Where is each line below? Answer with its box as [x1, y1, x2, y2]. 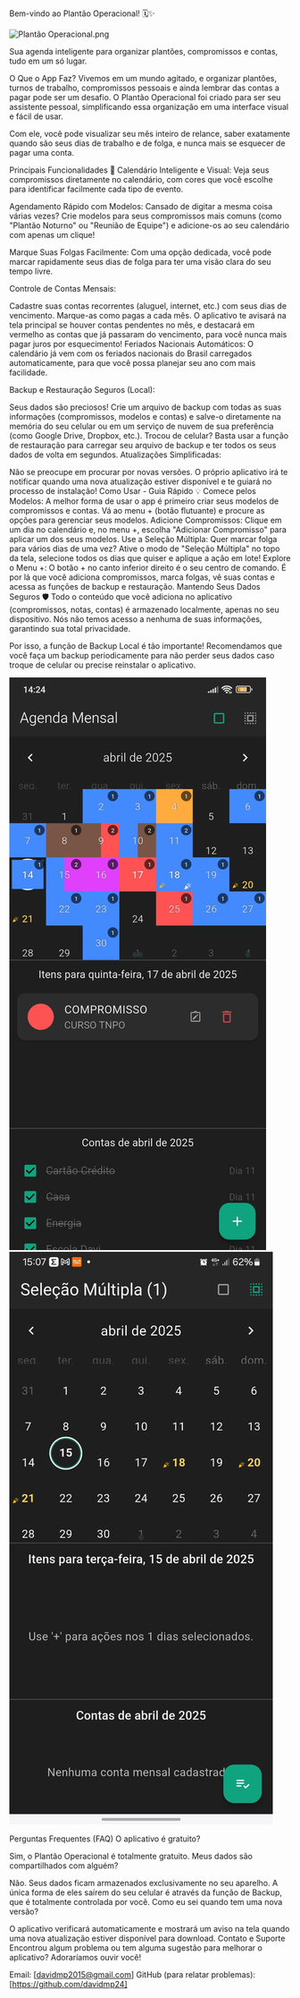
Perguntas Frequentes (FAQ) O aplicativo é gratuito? [9, 1833, 201, 1844]
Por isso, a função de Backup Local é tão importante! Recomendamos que [9, 641, 283, 651]
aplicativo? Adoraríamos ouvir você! [9, 1952, 141, 1962]
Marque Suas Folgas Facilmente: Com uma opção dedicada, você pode [9, 247, 272, 258]
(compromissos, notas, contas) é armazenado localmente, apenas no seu [9, 604, 279, 615]
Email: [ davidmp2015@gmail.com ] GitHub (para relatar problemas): [9, 1969, 256, 1980]
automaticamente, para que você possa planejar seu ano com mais [9, 358, 256, 368]
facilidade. [9, 367, 48, 378]
